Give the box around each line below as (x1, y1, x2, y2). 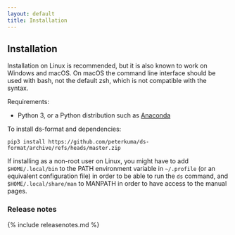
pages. (7, 187, 27, 196)
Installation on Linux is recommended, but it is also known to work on (7, 61, 208, 70)
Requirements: (7, 98, 49, 106)
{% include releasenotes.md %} (7, 220, 100, 229)
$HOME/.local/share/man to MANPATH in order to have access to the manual (7, 179, 227, 188)
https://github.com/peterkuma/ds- (48, 139, 150, 146)
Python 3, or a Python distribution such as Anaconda (17, 111, 171, 120)
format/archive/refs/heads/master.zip (7, 145, 121, 152)
